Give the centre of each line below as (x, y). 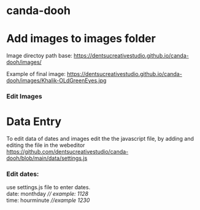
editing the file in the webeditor (46, 145)
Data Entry (34, 122)
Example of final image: (36, 74)
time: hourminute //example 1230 (48, 200)
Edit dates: (23, 174)
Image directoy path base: (39, 56)
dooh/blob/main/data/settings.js (47, 158)
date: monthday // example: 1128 (48, 194)
